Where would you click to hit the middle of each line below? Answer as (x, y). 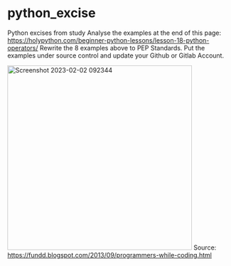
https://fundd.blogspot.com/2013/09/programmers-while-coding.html (109, 255)
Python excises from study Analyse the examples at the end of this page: (114, 33)
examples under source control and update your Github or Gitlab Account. (116, 55)
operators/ (23, 48)
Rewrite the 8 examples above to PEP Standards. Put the (122, 48)
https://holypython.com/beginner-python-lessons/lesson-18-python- (108, 40)
